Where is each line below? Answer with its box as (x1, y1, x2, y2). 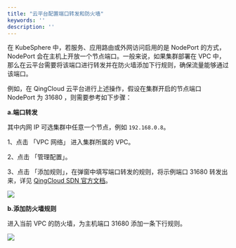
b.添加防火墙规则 (7, 205, 57, 213)
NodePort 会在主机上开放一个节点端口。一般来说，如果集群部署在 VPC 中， (7, 52, 225, 60)
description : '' (7, 23, 55, 30)
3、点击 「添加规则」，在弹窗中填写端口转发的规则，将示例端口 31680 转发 (7, 167, 222, 176)
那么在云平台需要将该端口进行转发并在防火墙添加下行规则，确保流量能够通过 (7, 61, 229, 69)
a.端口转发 (7, 108, 38, 116)
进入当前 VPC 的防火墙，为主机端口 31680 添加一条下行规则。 (7, 219, 187, 228)
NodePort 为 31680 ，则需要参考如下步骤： (7, 93, 132, 102)
